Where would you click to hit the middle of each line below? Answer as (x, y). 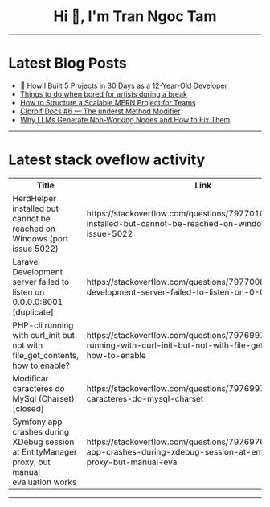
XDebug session (43, 442)
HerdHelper (35, 198)
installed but (35, 208)
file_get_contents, (45, 355)
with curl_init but (43, 335)
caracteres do (39, 388)
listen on (29, 291)
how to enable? (41, 365)
